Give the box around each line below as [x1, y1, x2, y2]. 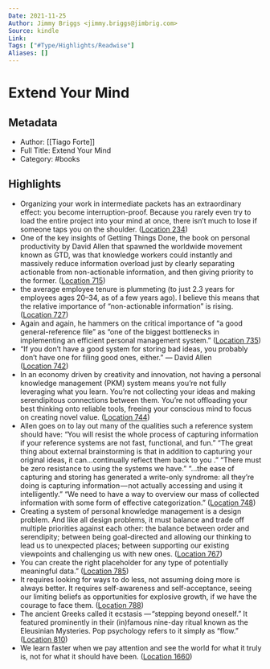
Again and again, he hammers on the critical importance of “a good [19, 318, 243, 328]
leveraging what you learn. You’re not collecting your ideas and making [19, 387, 256, 396]
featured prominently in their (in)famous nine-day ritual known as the [19, 617, 249, 627]
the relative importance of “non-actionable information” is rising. [19, 301, 234, 310]
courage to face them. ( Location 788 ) [19, 600, 145, 609]
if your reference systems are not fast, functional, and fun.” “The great [19, 437, 253, 447]
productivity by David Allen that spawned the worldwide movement [19, 241, 243, 251]
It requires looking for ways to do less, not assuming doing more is [19, 574, 241, 584]
